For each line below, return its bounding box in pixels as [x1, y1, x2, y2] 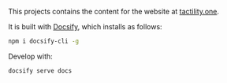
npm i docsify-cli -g [8, 37, 80, 45]
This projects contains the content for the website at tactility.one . [8, 7, 219, 16]
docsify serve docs [8, 66, 73, 74]
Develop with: [8, 51, 53, 61]
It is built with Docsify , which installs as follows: [8, 22, 163, 31]
